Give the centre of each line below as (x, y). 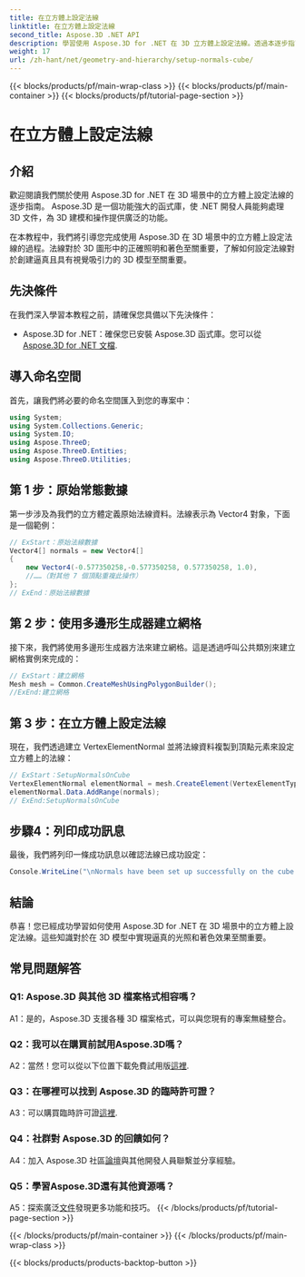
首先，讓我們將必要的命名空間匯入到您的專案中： (101, 400)
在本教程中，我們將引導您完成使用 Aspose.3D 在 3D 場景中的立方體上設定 (147, 237)
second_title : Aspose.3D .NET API (75, 35)
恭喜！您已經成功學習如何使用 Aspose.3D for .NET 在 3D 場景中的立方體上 (148, 926)
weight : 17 (30, 52)
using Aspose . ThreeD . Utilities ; (70, 460)
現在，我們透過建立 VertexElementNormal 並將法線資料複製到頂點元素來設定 (152, 747)
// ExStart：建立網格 (47, 676)
